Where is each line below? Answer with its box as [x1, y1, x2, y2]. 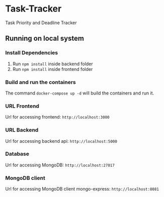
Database [5, 150, 29, 157]
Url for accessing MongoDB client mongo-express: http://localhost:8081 [5, 186, 159, 192]
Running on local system [5, 34, 85, 43]
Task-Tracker [5, 3, 62, 15]
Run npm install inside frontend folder [12, 66, 93, 72]
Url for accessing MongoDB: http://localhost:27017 [5, 162, 115, 168]
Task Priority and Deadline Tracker [5, 20, 77, 26]
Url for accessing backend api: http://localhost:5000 [5, 138, 117, 144]
